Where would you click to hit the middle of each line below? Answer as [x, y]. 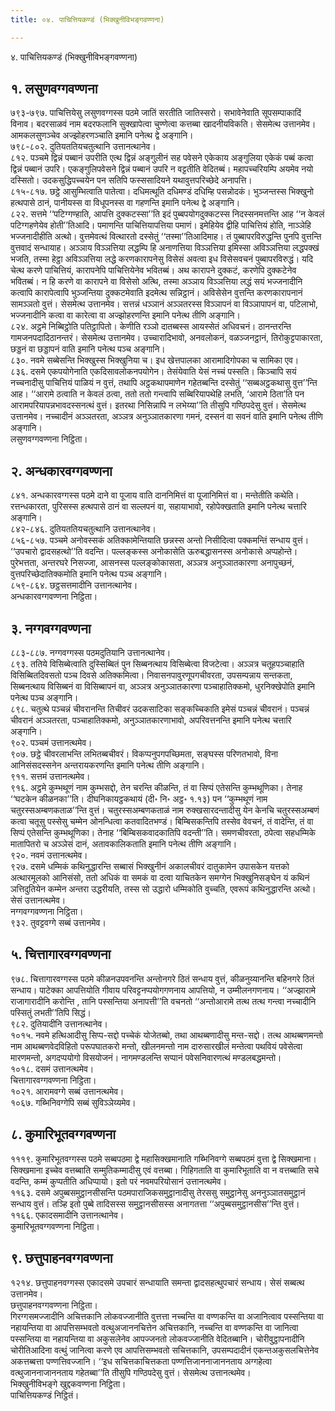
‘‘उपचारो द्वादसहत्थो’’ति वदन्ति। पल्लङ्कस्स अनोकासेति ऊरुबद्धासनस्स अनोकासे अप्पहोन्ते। [154, 552]
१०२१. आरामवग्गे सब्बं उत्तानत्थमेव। [67, 1091]
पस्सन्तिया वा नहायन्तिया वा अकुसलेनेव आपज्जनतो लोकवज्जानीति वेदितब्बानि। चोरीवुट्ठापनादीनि [157, 1338]
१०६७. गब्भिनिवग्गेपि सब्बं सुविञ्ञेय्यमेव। [73, 1102]
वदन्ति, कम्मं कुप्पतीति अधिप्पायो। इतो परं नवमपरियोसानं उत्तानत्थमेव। [119, 1181]
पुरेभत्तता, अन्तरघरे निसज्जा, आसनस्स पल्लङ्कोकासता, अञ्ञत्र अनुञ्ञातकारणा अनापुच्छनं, [152, 563]
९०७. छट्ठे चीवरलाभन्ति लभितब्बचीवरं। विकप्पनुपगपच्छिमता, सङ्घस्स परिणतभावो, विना [144, 754]
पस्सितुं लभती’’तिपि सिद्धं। [51, 1012]
